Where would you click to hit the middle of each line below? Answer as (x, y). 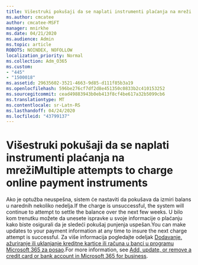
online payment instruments (77, 183)
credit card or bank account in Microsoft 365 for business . (77, 256)
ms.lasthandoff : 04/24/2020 (41, 111)
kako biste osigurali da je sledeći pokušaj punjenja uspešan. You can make (96, 225)
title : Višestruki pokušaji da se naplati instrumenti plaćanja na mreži (99, 12)
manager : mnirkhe (27, 28)
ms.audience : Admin (30, 39)
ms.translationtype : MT (35, 99)
